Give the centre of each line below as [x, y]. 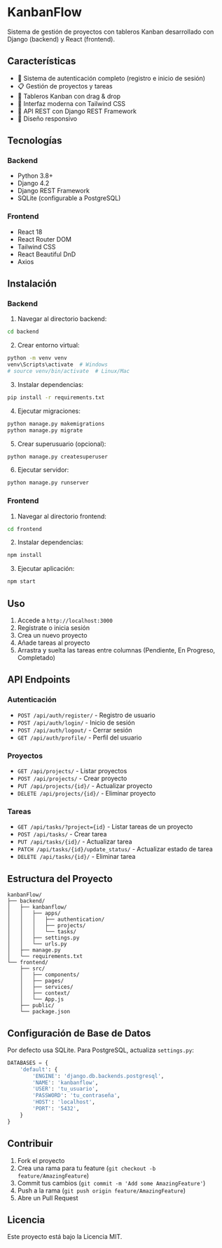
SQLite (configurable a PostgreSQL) [69, 198]
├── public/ [37, 1006]
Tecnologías [35, 141]
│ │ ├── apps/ [34, 914]
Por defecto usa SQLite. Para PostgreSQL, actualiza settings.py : [100, 1050]
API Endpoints [39, 679]
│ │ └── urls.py [37, 944]
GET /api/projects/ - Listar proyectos [72, 771]
